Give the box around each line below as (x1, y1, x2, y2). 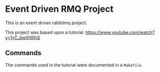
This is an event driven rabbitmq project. (5, 20, 87, 26)
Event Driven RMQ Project (5, 3, 114, 15)
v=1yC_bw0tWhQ (5, 35, 40, 40)
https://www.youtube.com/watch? (85, 29, 155, 35)
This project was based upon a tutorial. (5, 29, 85, 35)
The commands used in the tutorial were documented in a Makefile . (5, 62, 143, 68)
